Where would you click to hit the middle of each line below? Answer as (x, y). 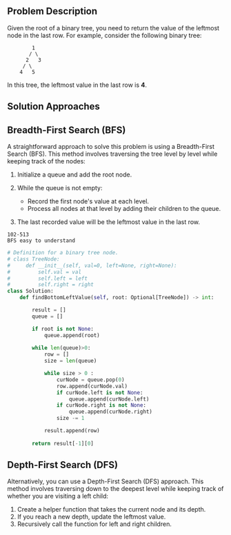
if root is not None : (63, 329)
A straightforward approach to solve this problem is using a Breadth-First (111, 147)
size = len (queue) (70, 361)
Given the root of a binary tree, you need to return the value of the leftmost (113, 28)
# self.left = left (48, 279)
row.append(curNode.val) (92, 386)
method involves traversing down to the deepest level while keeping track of (115, 489)
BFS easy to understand (41, 241)
